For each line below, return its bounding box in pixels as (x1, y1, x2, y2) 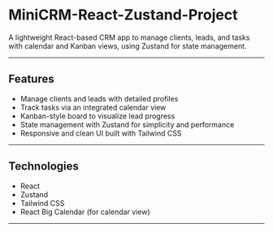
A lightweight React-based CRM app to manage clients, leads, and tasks (8, 32, 250, 42)
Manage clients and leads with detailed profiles (19, 93, 179, 103)
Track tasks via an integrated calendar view (19, 102, 167, 112)
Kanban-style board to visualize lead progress (19, 111, 175, 121)
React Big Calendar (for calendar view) (19, 207, 150, 217)
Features (8, 72, 54, 86)
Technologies (8, 160, 80, 174)
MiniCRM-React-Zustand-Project (8, 6, 238, 24)
